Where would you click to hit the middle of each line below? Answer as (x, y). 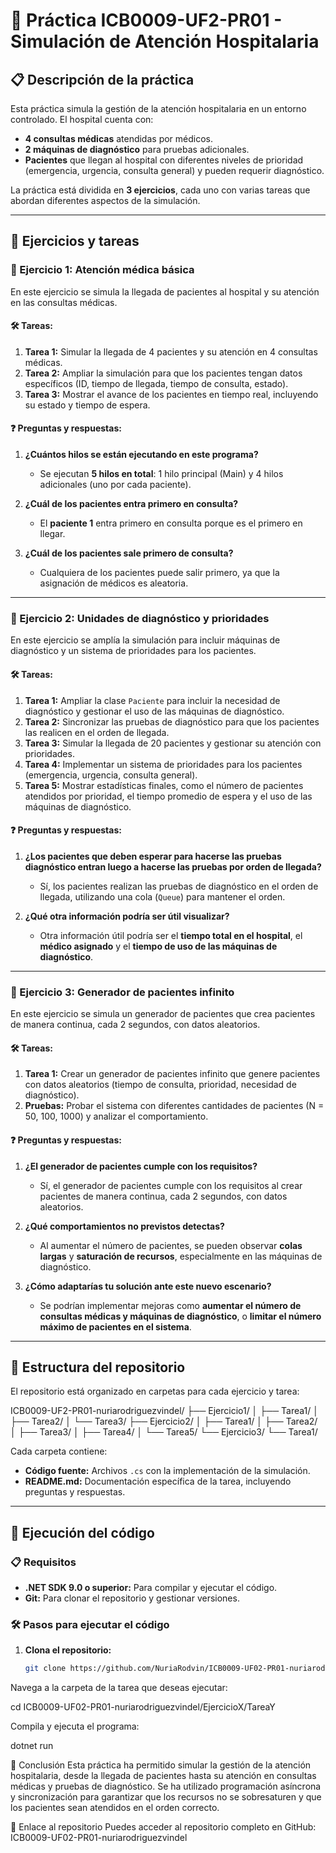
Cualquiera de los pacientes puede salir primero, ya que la (159, 573)
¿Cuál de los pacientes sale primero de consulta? (129, 553)
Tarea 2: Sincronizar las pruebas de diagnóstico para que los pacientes (172, 721)
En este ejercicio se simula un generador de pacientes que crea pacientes (163, 1014)
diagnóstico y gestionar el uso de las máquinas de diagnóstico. (154, 711)
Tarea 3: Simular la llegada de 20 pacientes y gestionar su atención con (173, 743)
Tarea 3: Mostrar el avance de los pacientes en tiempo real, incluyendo (171, 394)
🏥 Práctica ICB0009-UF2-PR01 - (146, 20)
